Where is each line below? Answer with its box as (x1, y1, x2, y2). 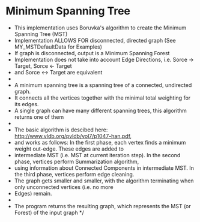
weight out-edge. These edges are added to (14, 145, 124, 152)
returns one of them (14, 113, 64, 121)
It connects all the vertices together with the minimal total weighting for (14, 94, 191, 101)
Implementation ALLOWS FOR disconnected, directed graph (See (14, 37, 176, 44)
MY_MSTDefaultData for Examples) (14, 43, 103, 50)
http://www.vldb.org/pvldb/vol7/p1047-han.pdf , (14, 132, 132, 139)
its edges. (14, 100, 39, 107)
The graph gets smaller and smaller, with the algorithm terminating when (14, 177, 194, 184)
